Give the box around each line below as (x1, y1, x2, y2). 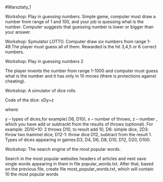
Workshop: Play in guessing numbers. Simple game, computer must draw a (5, 14, 156, 19)
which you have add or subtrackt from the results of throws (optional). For (5, 121, 153, 127)
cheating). (5, 78, 26, 84)
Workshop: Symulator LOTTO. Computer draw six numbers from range (5, 39, 146, 44)
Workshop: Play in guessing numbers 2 (5, 59, 84, 64)
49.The (5, 44, 19, 49)
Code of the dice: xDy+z (5, 97, 54, 103)
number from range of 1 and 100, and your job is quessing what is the (5, 19, 144, 24)
